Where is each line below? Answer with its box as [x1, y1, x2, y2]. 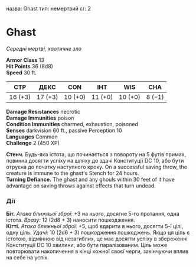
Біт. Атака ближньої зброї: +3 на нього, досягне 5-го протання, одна [6, 210, 180, 217]
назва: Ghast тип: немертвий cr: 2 [6, 5, 92, 12]
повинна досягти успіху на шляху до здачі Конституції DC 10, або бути [6, 157, 184, 164]
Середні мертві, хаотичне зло [6, 45, 81, 52]
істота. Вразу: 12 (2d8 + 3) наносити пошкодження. [6, 216, 136, 223]
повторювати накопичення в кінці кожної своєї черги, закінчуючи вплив [6, 248, 189, 255]
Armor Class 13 [6, 56, 44, 64]
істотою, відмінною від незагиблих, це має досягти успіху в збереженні [6, 235, 188, 242]
